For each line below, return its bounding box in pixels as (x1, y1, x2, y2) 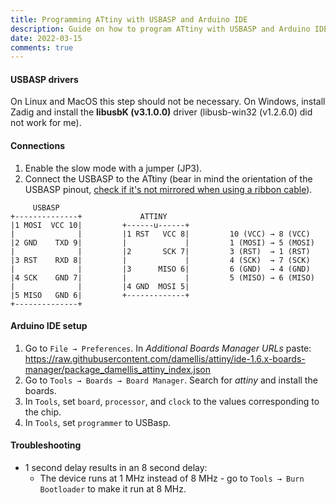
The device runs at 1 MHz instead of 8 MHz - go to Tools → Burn (39, 472, 305, 485)
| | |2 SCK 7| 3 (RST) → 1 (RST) (10, 246, 311, 256)
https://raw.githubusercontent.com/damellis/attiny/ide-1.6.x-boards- (24, 352, 306, 365)
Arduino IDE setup (10, 320, 88, 332)
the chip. (24, 406, 62, 418)
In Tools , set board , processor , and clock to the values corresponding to (24, 395, 320, 407)
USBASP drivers (10, 73, 79, 85)
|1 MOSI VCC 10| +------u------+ (10, 220, 190, 230)
